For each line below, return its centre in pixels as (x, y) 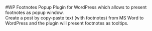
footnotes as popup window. (35, 12)
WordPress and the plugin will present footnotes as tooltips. (67, 23)
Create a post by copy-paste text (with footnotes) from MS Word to (74, 18)
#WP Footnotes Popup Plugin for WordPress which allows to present (76, 7)
